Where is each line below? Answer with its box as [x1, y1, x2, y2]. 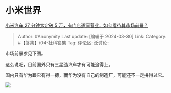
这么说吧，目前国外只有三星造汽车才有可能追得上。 [5, 61, 113, 67]
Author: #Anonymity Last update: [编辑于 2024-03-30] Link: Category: [17, 33, 167, 39]
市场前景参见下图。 [5, 50, 46, 56]
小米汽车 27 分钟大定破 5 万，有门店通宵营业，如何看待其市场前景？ [5, 22, 148, 28]
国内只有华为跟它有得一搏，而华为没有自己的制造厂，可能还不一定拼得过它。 [5, 72, 167, 78]
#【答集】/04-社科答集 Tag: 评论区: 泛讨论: [17, 39, 109, 46]
